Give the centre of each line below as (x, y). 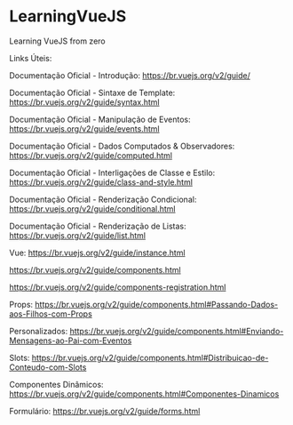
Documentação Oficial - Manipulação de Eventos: (100, 119)
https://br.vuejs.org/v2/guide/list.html (78, 235)
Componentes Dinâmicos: (56, 384)
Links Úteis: (31, 58)
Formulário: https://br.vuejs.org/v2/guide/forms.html (105, 411)
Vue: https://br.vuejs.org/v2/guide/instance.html (97, 253)
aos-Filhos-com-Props (51, 314)
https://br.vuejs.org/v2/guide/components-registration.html (118, 287)
